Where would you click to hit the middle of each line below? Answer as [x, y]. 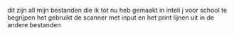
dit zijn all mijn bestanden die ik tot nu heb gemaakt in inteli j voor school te [117, 10]
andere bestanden [34, 25]
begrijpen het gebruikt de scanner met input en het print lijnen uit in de [111, 17]
